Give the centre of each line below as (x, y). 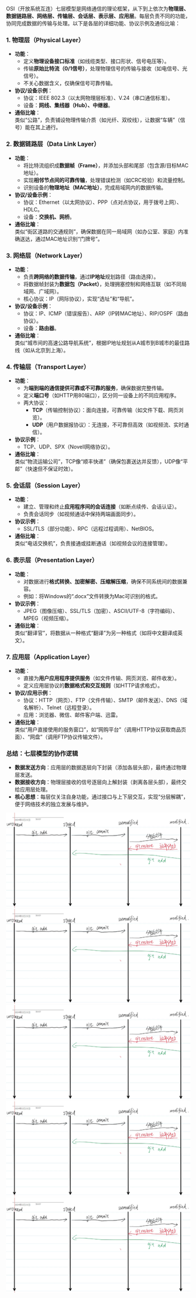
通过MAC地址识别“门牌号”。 (69, 239)
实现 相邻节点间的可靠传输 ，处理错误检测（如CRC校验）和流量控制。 (106, 180)
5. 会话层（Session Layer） (45, 485)
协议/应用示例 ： (34, 693)
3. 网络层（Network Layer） (46, 256)
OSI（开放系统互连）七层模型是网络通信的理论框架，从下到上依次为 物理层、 (97, 9)
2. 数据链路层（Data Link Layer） (53, 144)
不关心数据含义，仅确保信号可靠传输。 (69, 83)
